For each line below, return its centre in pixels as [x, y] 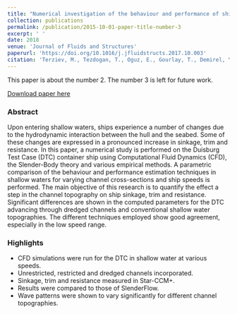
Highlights [25, 243]
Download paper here [39, 93]
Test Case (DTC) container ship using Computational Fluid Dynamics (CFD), [117, 157]
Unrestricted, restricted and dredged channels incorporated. [105, 273]
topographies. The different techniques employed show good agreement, [114, 217]
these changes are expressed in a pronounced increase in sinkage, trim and [117, 143]
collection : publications [45, 20]
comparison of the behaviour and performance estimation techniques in [112, 172]
